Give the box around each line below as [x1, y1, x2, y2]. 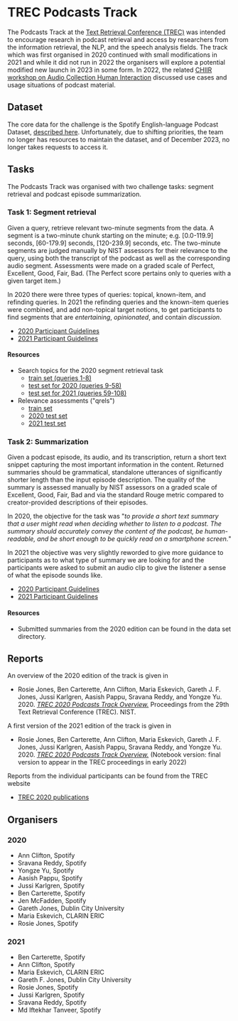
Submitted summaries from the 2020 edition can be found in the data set [17, 625, 232, 633]
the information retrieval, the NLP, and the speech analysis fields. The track [7, 43, 228, 51]
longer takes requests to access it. [7, 143, 109, 151]
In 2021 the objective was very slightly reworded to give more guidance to [7, 549, 224, 557]
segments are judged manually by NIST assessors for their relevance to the [7, 246, 228, 254]
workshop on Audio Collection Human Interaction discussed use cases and [7, 72, 227, 82]
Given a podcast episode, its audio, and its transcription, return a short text [7, 453, 227, 462]
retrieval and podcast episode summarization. [7, 190, 142, 198]
